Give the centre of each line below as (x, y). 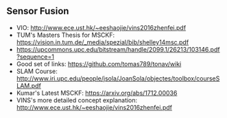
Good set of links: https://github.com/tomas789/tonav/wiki (99, 63)
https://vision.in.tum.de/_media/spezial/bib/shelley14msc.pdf (103, 42)
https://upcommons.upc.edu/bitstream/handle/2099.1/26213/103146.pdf (118, 49)
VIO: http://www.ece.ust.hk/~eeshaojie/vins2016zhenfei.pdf (101, 27)
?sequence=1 (35, 57)
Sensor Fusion (38, 11)
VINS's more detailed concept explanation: (77, 100)
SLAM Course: (37, 71)
